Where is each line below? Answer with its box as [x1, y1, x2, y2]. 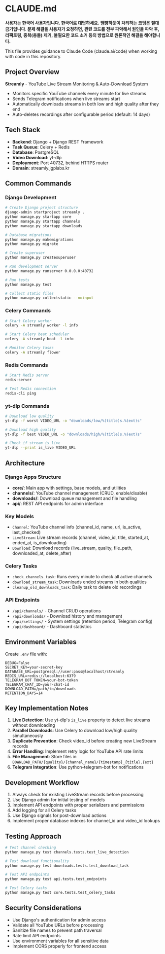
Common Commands [5, 179, 71, 187]
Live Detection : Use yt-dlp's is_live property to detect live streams [12, 717, 150, 723]
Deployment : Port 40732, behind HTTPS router [12, 160, 109, 166]
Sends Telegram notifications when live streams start [12, 96, 121, 102]
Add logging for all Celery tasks [12, 807, 76, 813]
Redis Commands [5, 361, 48, 368]
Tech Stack [5, 126, 40, 134]
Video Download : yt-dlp [12, 154, 62, 160]
